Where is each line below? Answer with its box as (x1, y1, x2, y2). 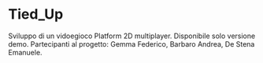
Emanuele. (8, 47, 43, 57)
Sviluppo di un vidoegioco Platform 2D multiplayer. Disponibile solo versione (8, 31, 256, 40)
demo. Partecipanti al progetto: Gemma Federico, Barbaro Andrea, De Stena (8, 39, 255, 48)
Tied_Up (8, 5, 64, 23)
